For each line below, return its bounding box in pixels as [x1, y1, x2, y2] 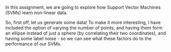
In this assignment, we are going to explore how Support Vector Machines [5, 5, 161, 10]
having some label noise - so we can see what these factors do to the [5, 35, 152, 41]
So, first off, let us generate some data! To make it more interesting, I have [5, 20, 161, 25]
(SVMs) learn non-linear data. [5, 10, 68, 16]
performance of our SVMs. [5, 41, 62, 47]
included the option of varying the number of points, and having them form [5, 25, 163, 31]
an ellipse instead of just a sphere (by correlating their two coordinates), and [5, 30, 166, 36]
